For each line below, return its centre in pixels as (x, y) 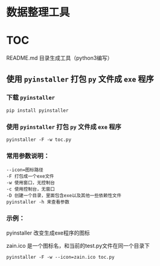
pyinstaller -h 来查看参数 (38, 202)
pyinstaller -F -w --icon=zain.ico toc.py (60, 257)
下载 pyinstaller (31, 97)
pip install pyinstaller (37, 110)
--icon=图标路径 (25, 170)
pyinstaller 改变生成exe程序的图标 (48, 233)
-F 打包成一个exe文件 (30, 177)
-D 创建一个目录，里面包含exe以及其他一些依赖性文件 (64, 196)
